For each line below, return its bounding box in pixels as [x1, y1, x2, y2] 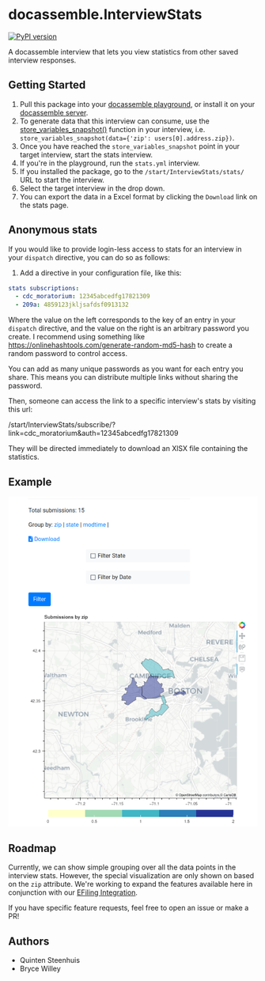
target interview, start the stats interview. [19, 150, 153, 159]
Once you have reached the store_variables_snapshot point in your [19, 141, 240, 151]
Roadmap [8, 842, 57, 855]
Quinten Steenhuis [19, 956, 81, 965]
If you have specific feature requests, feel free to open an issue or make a [8, 903, 249, 913]
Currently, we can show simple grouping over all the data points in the [8, 862, 237, 872]
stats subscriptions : [8, 284, 80, 292]
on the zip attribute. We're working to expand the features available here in [8, 880, 253, 889]
